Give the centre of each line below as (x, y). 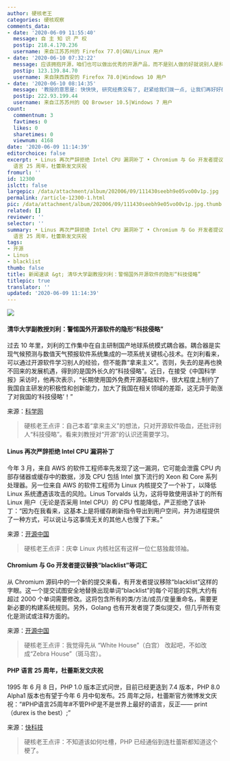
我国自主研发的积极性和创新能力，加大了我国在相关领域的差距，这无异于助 (112, 388)
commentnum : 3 (33, 115)
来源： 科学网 (25, 411)
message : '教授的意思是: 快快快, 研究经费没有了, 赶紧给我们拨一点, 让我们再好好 (117, 90)
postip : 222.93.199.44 (46, 96)
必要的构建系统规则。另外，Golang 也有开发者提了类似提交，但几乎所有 (114, 607)
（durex (18, 712)
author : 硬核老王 (30, 13)
